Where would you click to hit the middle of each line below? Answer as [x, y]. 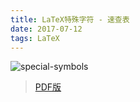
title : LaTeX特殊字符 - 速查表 [70, 19]
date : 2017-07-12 [46, 29]
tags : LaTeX [35, 38]
